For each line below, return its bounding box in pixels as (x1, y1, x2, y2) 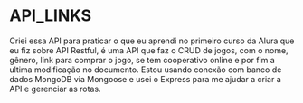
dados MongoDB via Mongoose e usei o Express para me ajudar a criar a (9, 73, 282, 84)
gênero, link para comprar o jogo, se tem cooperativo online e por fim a (9, 54, 276, 65)
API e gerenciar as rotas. (9, 83, 101, 94)
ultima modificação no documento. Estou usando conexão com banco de (9, 64, 282, 75)
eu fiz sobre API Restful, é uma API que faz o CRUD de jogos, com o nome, (9, 44, 289, 55)
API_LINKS (9, 5, 92, 26)
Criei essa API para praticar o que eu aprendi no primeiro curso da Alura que (9, 35, 295, 46)
